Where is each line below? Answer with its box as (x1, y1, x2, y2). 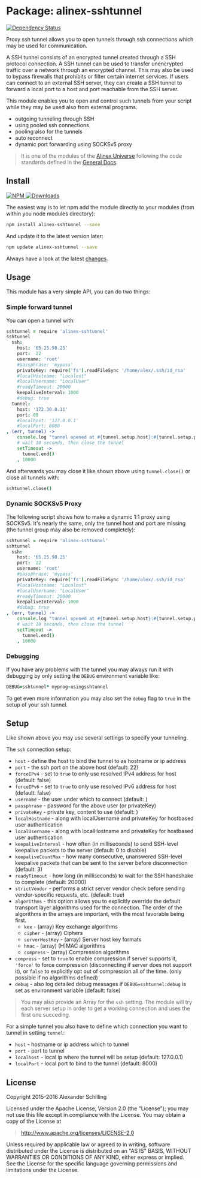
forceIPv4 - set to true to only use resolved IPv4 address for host (14, 770, 176, 777)
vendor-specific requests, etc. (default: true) (14, 891, 125, 898)
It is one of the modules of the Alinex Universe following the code (20, 152, 182, 160)
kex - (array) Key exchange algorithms (23, 923, 118, 930)
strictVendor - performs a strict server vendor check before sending (14, 885, 185, 892)
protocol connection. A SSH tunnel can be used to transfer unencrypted (6, 60, 184, 67)
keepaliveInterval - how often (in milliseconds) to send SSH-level (14, 840, 178, 848)
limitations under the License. (6, 1167, 79, 1174)
